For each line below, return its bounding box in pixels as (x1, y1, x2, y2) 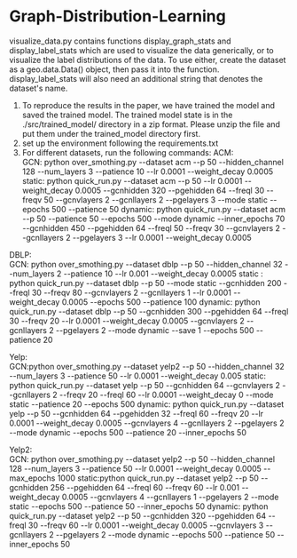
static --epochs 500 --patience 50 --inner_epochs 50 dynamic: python (9, 500, 269, 512)
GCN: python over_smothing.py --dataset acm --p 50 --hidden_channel (21, 156, 284, 167)
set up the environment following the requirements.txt (21, 138, 219, 148)
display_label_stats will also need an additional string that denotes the (9, 73, 263, 84)
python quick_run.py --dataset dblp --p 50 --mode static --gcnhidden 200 (9, 277, 282, 288)
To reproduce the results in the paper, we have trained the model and (21, 100, 276, 110)
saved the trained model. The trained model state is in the (21, 109, 233, 120)
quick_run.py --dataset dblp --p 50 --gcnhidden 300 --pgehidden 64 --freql (9, 306, 289, 316)
